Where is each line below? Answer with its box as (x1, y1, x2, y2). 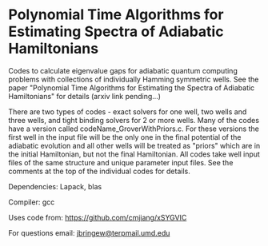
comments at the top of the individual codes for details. (8, 166, 190, 176)
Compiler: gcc (8, 197, 55, 207)
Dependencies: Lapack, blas (8, 181, 102, 191)
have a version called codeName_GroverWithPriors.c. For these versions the (8, 124, 260, 133)
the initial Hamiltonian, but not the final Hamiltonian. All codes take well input (8, 149, 260, 159)
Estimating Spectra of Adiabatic (8, 22, 224, 41)
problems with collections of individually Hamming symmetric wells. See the (8, 74, 259, 84)
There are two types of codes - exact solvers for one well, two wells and (8, 106, 247, 117)
